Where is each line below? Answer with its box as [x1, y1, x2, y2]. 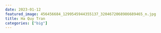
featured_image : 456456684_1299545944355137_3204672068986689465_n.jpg [5, 12, 156, 16]
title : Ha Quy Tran [5, 16, 46, 21]
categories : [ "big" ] [5, 20, 48, 26]
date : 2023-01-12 [5, 7, 41, 12]
